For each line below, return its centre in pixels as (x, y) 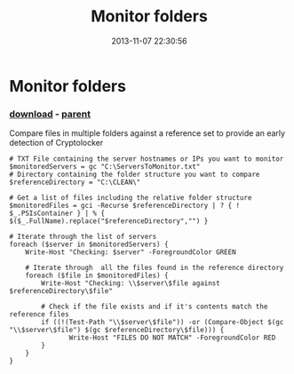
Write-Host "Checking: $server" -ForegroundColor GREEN (131, 252)
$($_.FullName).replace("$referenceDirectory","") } (109, 221)
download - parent (50, 114)
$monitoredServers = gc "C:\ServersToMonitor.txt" (105, 167)
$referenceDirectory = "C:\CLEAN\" (75, 183)
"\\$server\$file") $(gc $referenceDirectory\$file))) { (117, 330)
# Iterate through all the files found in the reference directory (155, 268)
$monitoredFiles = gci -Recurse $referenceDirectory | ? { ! (125, 206)
